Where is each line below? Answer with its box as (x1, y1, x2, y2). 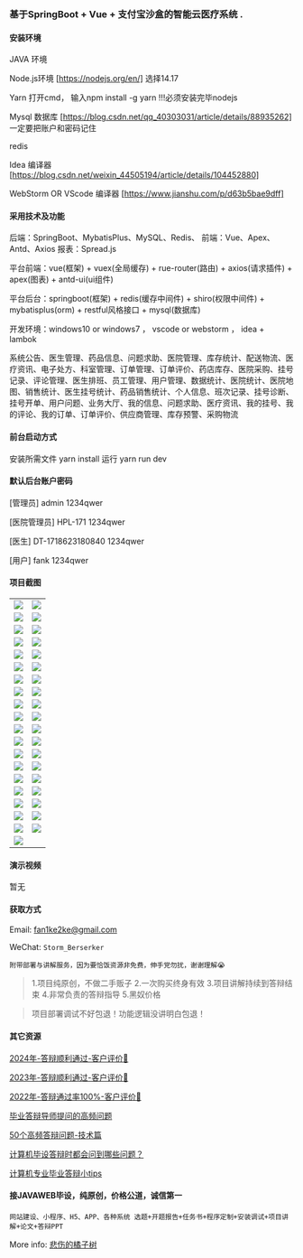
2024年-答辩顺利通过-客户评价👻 (9, 1052, 129, 1063)
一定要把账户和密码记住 (9, 123, 96, 134)
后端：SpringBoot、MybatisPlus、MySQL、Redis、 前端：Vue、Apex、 (9, 232, 275, 243)
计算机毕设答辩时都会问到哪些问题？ (9, 1149, 144, 1160)
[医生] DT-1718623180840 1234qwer (9, 536, 144, 546)
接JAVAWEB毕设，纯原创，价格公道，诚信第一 (9, 1190, 183, 1201)
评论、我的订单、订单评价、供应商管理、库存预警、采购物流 (16, 409, 239, 420)
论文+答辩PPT (20, 1222, 64, 1231)
